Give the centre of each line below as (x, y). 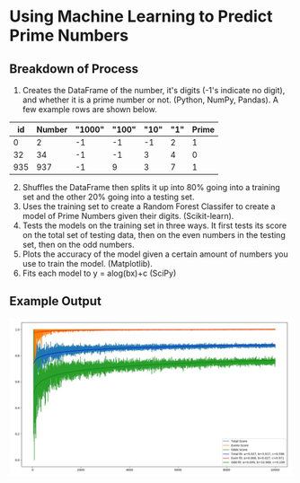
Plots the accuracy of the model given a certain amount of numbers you (155, 254)
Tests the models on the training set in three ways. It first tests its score (154, 225)
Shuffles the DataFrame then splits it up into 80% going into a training (151, 187)
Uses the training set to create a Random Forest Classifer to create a (149, 206)
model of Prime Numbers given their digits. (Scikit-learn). (128, 215)
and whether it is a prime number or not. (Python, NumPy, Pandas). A (150, 100)
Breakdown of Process (74, 69)
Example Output (55, 301)
